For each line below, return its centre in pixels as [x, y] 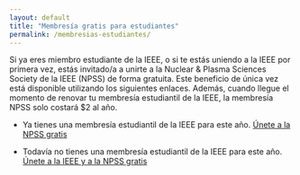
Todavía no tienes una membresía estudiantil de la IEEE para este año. [152, 152]
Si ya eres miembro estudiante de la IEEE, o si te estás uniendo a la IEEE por [150, 60]
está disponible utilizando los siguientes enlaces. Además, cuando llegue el [150, 88]
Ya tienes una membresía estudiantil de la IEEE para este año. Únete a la [156, 125]
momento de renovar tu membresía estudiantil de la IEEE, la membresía [141, 98]
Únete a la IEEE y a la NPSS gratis [85, 162]
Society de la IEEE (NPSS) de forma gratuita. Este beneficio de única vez [144, 79]
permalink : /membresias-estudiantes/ [80, 34]
